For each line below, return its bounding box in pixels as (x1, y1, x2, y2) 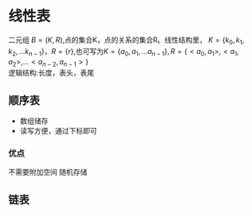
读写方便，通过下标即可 (19, 126, 97, 136)
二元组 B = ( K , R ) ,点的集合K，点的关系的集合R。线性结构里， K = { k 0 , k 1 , (8, 35, 245, 46)
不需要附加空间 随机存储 (8, 168, 88, 177)
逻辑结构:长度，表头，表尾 (8, 68, 95, 78)
